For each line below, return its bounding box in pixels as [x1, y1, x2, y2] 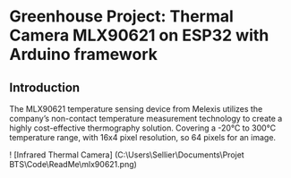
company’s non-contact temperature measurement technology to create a [9, 114, 283, 123]
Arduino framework [9, 45, 158, 64]
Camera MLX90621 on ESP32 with [9, 25, 270, 46]
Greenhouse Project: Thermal [9, 6, 235, 27]
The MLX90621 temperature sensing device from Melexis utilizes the [9, 104, 263, 114]
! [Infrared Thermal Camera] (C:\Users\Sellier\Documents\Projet [9, 149, 244, 160]
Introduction [9, 80, 81, 95]
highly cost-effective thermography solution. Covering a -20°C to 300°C [9, 123, 276, 133]
